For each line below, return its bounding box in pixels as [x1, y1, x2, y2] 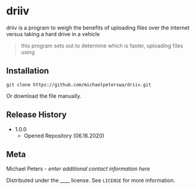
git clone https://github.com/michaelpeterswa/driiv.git [6, 82, 152, 88]
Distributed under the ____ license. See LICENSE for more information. [6, 177, 176, 184]
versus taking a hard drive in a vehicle [6, 30, 100, 37]
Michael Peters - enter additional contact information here [6, 165, 150, 172]
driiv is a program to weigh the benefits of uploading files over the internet [6, 24, 190, 31]
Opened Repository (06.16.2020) [23, 132, 105, 139]
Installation [6, 66, 49, 76]
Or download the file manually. [6, 92, 82, 100]
